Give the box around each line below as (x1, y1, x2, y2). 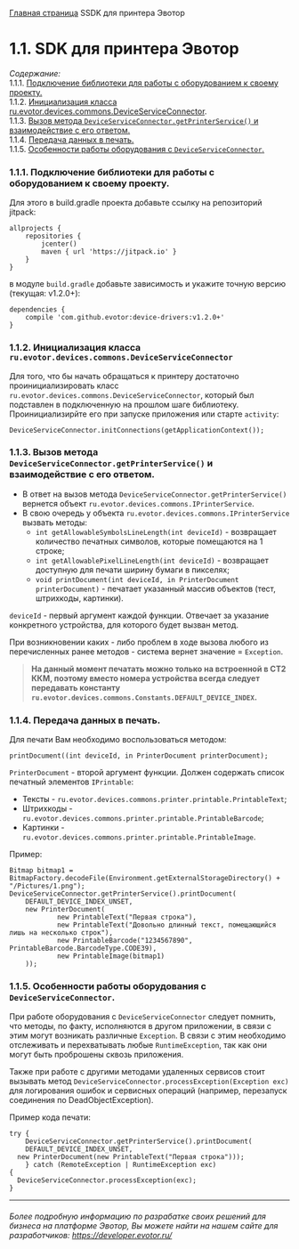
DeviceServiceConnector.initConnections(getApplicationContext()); (9, 426, 265, 434)
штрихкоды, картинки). (35, 592, 125, 604)
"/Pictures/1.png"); (9, 881, 86, 891)
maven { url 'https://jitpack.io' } (41, 247, 177, 256)
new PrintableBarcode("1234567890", (56, 937, 193, 945)
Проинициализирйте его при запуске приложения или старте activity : (9, 409, 279, 419)
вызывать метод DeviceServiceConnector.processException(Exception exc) (9, 1076, 289, 1087)
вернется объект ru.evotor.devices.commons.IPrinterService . (21, 498, 255, 508)
